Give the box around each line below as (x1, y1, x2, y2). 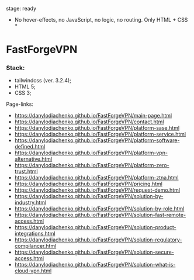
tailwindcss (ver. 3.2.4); (14, 77, 72, 84)
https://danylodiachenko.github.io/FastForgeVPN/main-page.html (14, 112, 172, 119)
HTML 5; (14, 83, 36, 90)
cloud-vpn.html (14, 267, 52, 274)
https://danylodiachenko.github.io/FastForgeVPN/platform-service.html (14, 131, 186, 138)
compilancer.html (14, 243, 57, 250)
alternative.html (14, 155, 53, 163)
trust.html (14, 168, 38, 175)
